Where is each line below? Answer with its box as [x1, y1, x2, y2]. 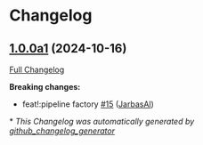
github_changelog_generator [9, 125, 116, 136]
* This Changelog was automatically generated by [9, 117, 195, 126]
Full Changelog [9, 64, 65, 75]
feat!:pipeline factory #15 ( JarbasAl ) [21, 99, 154, 109]
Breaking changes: [9, 82, 81, 92]
